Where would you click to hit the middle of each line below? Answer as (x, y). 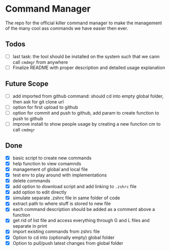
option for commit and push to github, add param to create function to (86, 113)
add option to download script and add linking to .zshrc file (75, 187)
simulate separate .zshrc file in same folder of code (66, 198)
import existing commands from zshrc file (56, 232)
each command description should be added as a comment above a (84, 209)
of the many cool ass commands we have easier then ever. (67, 28)
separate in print (30, 226)
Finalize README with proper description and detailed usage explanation (89, 67)
